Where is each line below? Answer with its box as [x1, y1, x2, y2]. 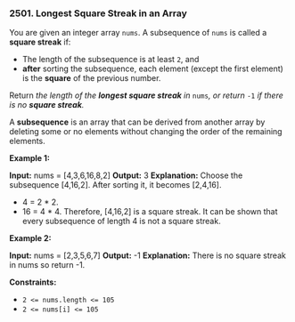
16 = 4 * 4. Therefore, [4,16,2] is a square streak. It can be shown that [21, 206, 278, 217]
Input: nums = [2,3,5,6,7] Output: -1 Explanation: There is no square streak [9, 250, 287, 261]
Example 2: [9, 233, 52, 244]
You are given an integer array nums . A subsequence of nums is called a [9, 28, 267, 38]
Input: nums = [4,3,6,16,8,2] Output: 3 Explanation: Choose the [9, 170, 243, 181]
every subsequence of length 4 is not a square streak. [21, 216, 221, 227]
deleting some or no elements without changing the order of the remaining [9, 126, 283, 137]
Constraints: [9, 277, 57, 287]
